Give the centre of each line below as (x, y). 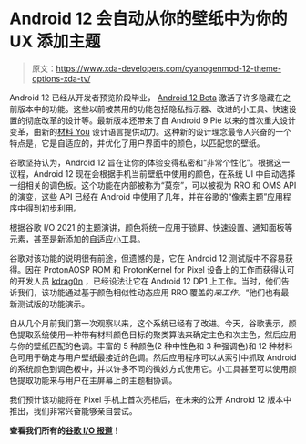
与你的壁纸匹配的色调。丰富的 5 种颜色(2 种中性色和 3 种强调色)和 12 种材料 (151, 346)
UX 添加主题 (55, 41)
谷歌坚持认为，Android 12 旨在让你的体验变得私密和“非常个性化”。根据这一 (150, 162)
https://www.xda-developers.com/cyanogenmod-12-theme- (169, 68)
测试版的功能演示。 (53, 304)
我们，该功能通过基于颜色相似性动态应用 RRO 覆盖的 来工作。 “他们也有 (149, 292)
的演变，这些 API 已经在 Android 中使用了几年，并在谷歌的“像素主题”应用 (147, 196)
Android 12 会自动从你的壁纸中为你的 (149, 19)
